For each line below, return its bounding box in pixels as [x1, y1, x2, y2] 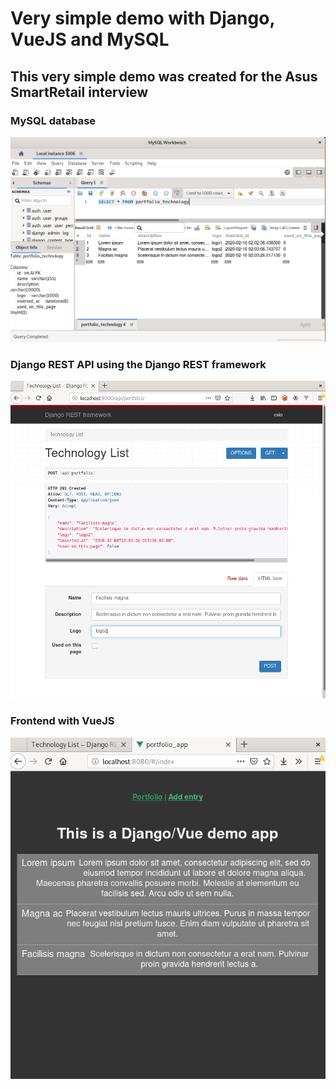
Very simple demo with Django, [10, 7, 275, 30]
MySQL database [10, 113, 97, 127]
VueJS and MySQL [10, 28, 170, 51]
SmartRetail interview [10, 83, 149, 101]
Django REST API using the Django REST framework [10, 358, 267, 372]
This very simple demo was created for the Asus [10, 68, 318, 85]
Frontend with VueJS [10, 714, 115, 728]
